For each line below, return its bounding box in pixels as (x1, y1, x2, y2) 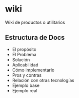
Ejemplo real (12, 87, 38, 93)
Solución (12, 57, 30, 63)
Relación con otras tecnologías (12, 77, 75, 83)
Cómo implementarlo (12, 67, 55, 73)
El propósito (12, 46, 37, 52)
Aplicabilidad (12, 62, 39, 67)
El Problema (12, 51, 37, 57)
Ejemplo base (12, 82, 40, 88)
